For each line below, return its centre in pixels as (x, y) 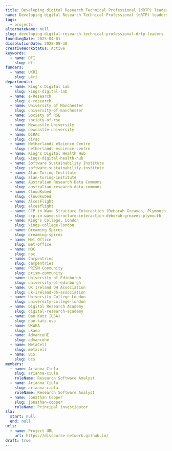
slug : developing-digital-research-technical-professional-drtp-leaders (84, 34)
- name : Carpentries (32, 259)
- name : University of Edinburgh (46, 278)
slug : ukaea (27, 330)
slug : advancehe (32, 340)
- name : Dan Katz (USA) (35, 316)
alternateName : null (27, 29)
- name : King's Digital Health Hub (48, 154)
